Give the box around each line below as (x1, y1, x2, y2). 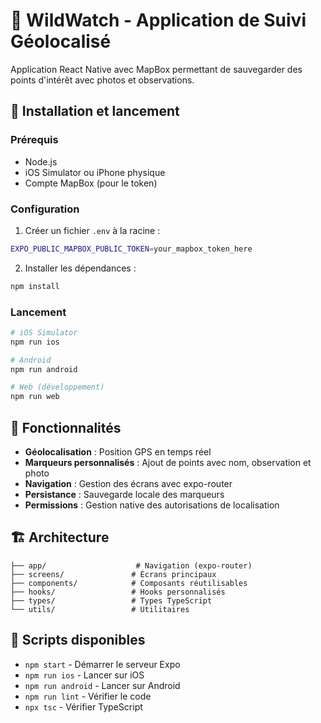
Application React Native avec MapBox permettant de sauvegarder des (10, 63, 303, 75)
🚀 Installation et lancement (10, 103, 180, 120)
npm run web (10, 392, 60, 402)
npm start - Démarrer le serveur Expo (24, 658, 181, 670)
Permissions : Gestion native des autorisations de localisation (24, 499, 280, 511)
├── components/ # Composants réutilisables (10, 578, 248, 588)
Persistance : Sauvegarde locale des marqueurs (24, 489, 225, 501)
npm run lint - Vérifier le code (24, 690, 152, 702)
